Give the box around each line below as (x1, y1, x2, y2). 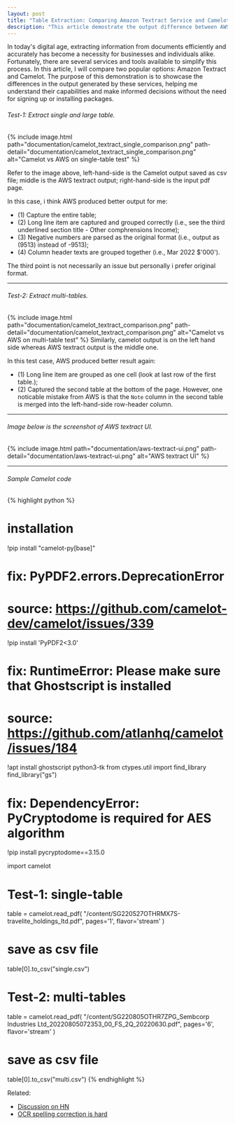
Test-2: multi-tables (7, 990, 126, 1005)
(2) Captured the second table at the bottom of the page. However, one (17, 385, 223, 393)
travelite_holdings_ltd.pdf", (7, 917, 85, 926)
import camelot (7, 862, 51, 870)
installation (7, 520, 74, 537)
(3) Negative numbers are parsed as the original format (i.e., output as (17, 233, 220, 241)
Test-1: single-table (7, 887, 124, 902)
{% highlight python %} (7, 496, 75, 505)
